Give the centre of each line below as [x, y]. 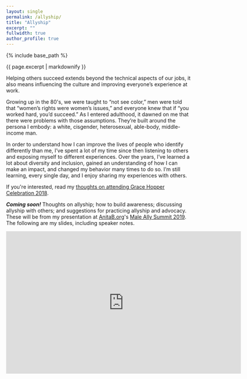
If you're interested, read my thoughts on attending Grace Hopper [85, 187]
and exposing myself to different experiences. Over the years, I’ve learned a [98, 157]
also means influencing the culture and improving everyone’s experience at [97, 84]
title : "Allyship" [28, 22]
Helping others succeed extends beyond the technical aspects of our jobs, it [98, 78]
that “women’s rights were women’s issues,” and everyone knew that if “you [98, 108]
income [15, 133]
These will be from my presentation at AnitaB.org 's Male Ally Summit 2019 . [96, 217]
